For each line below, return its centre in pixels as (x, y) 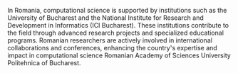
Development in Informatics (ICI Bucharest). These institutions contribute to (118, 25)
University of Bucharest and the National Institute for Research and (106, 18)
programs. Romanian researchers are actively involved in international (110, 40)
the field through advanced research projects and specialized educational (116, 33)
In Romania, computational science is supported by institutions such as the (117, 10)
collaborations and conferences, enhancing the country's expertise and (112, 48)
